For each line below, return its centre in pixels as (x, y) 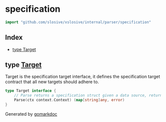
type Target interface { (31, 91)
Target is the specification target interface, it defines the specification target (83, 77)
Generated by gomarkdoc (31, 114)
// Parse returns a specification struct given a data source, (81, 95)
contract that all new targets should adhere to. (52, 82)
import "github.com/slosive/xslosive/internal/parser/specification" (78, 22)
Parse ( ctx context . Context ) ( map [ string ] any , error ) (69, 100)
